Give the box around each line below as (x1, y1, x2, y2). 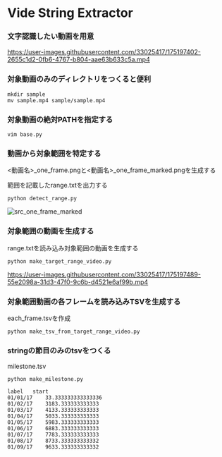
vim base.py (7, 131, 42, 138)
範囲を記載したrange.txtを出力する (7, 181, 108, 190)
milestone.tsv (7, 362, 47, 371)
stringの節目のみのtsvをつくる (7, 346, 111, 355)
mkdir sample (7, 90, 46, 98)
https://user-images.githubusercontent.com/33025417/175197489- (7, 270, 201, 279)
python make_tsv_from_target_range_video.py (7, 328, 140, 335)
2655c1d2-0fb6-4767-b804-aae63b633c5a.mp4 (7, 55, 150, 64)
